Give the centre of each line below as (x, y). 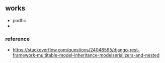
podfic (19, 20)
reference (18, 39)
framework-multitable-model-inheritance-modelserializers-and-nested (86, 55)
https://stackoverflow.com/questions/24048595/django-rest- (76, 50)
